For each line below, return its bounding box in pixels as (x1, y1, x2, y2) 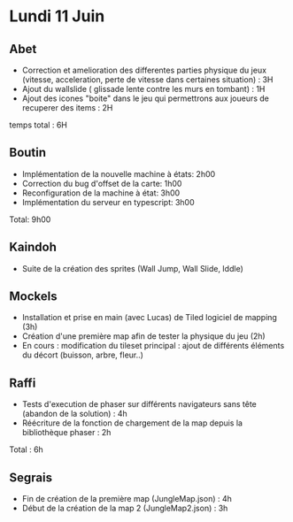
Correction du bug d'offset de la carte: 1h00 (21, 178, 182, 188)
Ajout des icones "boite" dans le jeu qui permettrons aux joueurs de (21, 93, 270, 104)
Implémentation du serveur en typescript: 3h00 (21, 196, 195, 207)
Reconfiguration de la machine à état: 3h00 (21, 188, 181, 198)
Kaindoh (9, 240, 58, 255)
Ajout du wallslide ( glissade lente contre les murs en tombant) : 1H (21, 84, 266, 94)
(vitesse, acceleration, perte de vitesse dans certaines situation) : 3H (21, 74, 274, 85)
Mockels (9, 289, 58, 304)
